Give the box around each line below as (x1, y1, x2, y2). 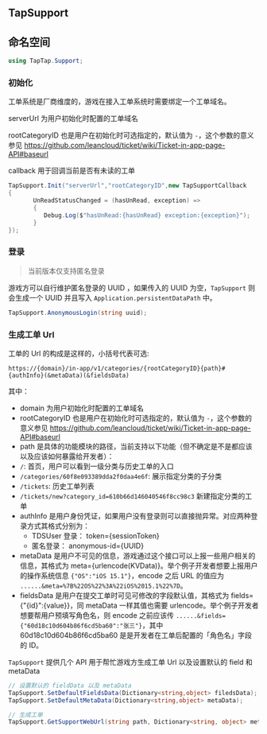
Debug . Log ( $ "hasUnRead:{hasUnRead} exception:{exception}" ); (43, 211, 250, 219)
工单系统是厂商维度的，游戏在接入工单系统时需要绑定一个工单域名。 (8, 97, 231, 107)
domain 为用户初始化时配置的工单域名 (19, 403, 145, 413)
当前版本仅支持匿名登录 (27, 266, 105, 275)
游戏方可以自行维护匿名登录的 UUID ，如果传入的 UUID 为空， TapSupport (8, 282, 246, 293)
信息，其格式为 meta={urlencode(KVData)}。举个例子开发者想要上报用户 (19, 561, 258, 570)
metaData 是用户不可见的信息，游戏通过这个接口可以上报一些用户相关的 (19, 550, 256, 560)
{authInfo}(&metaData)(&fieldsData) (8, 371, 130, 379)
